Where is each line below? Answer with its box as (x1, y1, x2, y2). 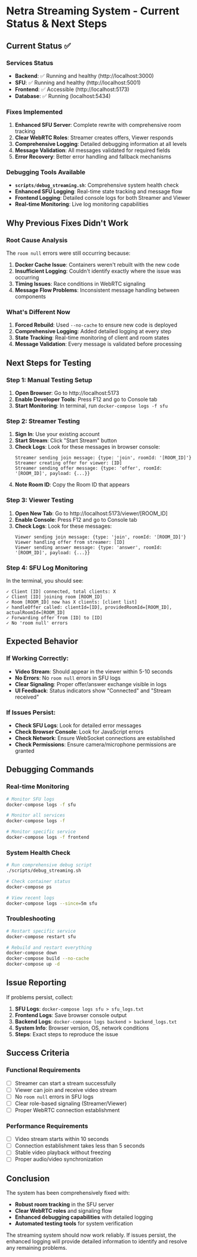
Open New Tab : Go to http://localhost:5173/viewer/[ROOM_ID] (14, 510, 168, 517)
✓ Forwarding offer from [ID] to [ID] (6, 615, 103, 621)
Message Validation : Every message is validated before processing (14, 340, 182, 348)
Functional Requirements (6, 1066, 81, 1075)
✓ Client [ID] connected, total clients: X (6, 589, 116, 595)
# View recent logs (6, 894, 55, 901)
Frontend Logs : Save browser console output (14, 1011, 127, 1018)
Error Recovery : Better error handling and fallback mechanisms (14, 153, 172, 160)
